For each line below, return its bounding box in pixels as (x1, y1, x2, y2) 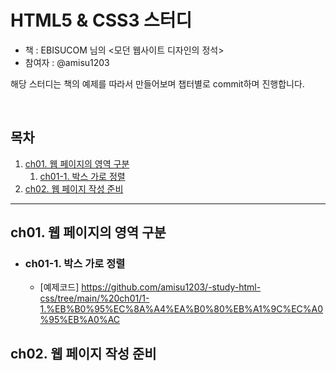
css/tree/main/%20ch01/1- (39, 292, 150, 305)
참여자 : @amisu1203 (24, 56, 110, 68)
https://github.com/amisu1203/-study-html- (81, 281, 262, 293)
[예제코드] (39, 281, 80, 293)
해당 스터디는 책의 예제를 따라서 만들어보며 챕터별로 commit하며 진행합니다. (10, 77, 305, 90)
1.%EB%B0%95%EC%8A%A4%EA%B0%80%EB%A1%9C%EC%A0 (39, 303, 324, 315)
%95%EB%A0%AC (39, 314, 121, 326)
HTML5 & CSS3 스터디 (10, 9, 193, 32)
